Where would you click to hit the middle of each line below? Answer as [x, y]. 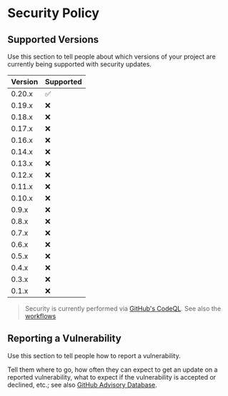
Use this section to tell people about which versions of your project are [111, 56]
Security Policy [54, 13]
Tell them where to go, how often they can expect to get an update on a [113, 370]
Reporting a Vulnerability [64, 339]
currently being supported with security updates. [80, 64]
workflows [40, 316]
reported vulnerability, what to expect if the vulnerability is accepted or [112, 377]
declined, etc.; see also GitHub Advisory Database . [82, 385]
